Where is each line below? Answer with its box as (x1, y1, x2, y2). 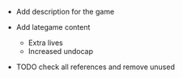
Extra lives (28, 38, 63, 47)
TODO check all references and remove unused (15, 62, 176, 72)
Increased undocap (28, 47, 93, 55)
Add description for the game (15, 7, 115, 16)
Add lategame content (15, 23, 91, 31)
